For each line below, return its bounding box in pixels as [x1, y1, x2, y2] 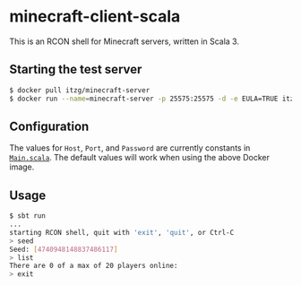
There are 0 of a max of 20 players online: [9, 262, 178, 271]
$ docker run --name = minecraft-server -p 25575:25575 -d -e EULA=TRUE [9, 94, 279, 103]
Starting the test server [9, 62, 142, 77]
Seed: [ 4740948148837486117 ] [9, 245, 118, 254]
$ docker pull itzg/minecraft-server [9, 85, 150, 95]
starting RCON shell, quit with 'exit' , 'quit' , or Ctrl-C [9, 228, 235, 237]
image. [9, 161, 35, 172]
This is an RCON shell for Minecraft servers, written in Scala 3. [9, 36, 240, 47]
